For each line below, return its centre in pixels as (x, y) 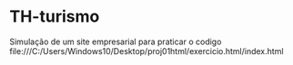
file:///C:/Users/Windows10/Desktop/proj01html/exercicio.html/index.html (146, 51)
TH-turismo (55, 17)
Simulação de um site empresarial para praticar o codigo (116, 42)
